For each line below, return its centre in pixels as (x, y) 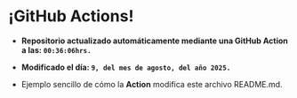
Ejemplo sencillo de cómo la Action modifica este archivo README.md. (152, 84)
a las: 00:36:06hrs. (56, 49)
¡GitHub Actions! (71, 16)
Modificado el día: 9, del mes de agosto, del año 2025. (126, 67)
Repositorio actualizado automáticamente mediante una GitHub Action (154, 41)
